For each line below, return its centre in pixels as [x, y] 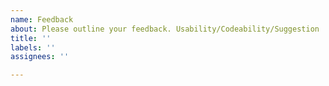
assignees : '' [40, 57]
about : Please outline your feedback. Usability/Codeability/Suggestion [165, 29]
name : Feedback [42, 19]
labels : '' [33, 47]
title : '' [31, 38]
